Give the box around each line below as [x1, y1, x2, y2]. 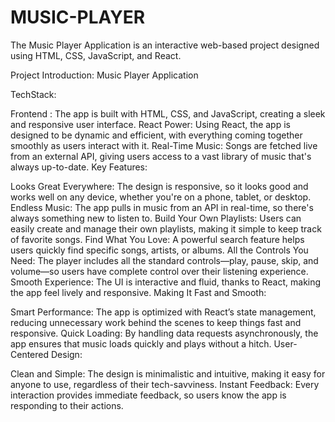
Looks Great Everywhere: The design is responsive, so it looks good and [10, 180, 309, 192]
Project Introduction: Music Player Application [10, 69, 199, 81]
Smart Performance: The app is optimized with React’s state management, [10, 306, 317, 318]
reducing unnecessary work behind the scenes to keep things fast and [10, 316, 302, 328]
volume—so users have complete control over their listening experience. [10, 265, 309, 277]
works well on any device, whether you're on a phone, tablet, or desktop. [10, 191, 312, 203]
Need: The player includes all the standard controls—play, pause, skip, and [10, 254, 319, 266]
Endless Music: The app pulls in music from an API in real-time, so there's [10, 201, 314, 213]
